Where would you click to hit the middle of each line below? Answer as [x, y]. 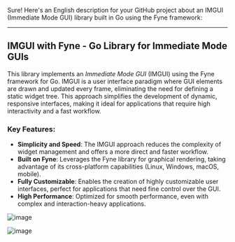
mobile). [29, 174]
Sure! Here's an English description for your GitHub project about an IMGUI [115, 10]
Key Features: [31, 129]
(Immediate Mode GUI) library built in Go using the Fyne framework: [105, 17]
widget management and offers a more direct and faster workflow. [113, 152]
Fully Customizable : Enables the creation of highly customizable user [118, 182]
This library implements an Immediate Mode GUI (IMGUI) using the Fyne [111, 73]
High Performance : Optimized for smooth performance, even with [113, 197]
